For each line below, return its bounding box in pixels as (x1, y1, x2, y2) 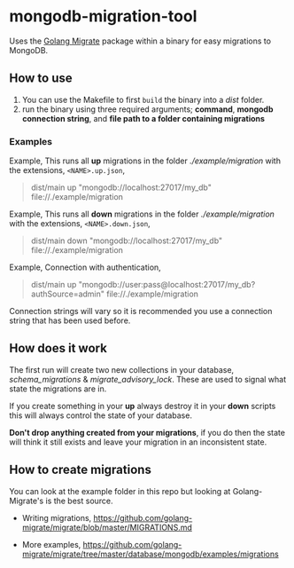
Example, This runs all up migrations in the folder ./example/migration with (9, 155, 282, 166)
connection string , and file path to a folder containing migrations (21, 113, 266, 123)
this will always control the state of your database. (9, 410, 193, 421)
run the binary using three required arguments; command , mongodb (21, 104, 274, 114)
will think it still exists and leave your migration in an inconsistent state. (9, 437, 267, 447)
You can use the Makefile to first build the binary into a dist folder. (21, 94, 265, 105)
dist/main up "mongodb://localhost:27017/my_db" (30, 182, 213, 193)
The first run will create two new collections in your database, (9, 364, 235, 375)
